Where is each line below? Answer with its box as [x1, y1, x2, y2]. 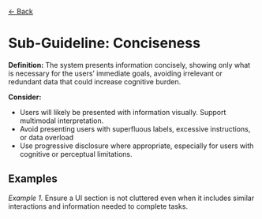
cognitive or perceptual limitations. [19, 149, 133, 158]
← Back [8, 7, 33, 16]
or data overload [19, 132, 74, 142]
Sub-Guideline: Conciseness [8, 35, 201, 52]
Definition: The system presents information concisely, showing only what [8, 60, 251, 69]
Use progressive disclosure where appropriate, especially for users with [19, 141, 254, 150]
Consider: [8, 92, 42, 102]
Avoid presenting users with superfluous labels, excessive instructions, [19, 124, 251, 133]
